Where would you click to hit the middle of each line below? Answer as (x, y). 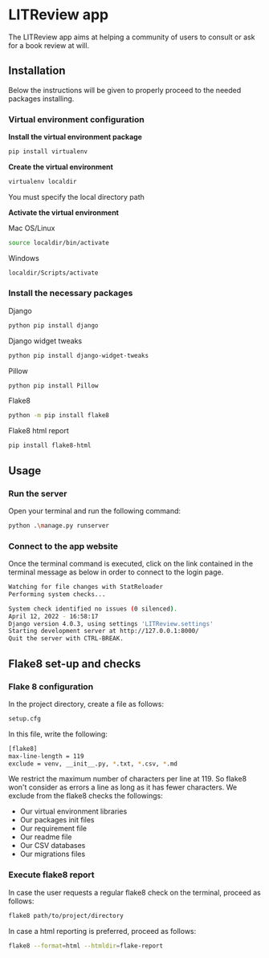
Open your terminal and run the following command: (95, 510)
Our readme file (46, 837)
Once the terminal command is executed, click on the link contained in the (131, 564)
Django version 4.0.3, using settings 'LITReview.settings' (111, 623)
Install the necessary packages (71, 293)
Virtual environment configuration (76, 120)
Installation (37, 71)
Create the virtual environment (61, 167)
